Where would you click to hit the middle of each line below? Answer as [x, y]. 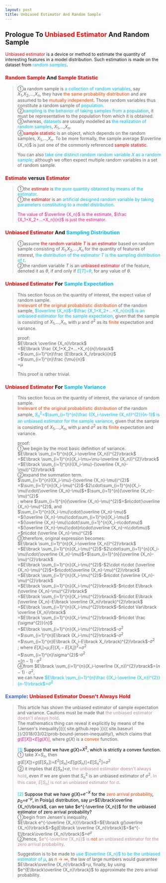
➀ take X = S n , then [37, 755]
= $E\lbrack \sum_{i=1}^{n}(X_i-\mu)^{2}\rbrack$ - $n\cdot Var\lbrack [87, 607]
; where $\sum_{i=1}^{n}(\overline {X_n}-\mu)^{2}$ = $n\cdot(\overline [88, 501]
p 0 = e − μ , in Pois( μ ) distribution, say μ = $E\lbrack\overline [75, 800]
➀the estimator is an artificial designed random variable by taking [85, 199]
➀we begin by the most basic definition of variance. [72, 449]
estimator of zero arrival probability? [54, 812]
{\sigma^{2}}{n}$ [35, 623]
